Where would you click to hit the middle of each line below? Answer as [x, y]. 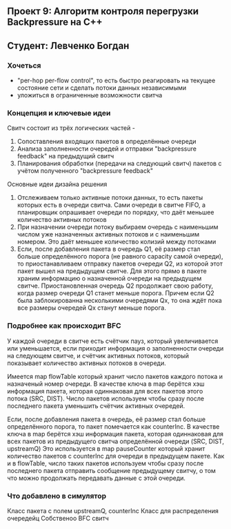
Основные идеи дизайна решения [57, 184]
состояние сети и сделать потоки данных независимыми [102, 88]
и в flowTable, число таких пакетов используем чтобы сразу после [106, 463]
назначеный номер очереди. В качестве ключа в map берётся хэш [106, 384]
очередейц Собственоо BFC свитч [58, 518]
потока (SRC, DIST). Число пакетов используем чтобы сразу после [106, 398]
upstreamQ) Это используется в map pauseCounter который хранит [106, 448]
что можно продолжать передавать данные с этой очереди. [97, 478]
